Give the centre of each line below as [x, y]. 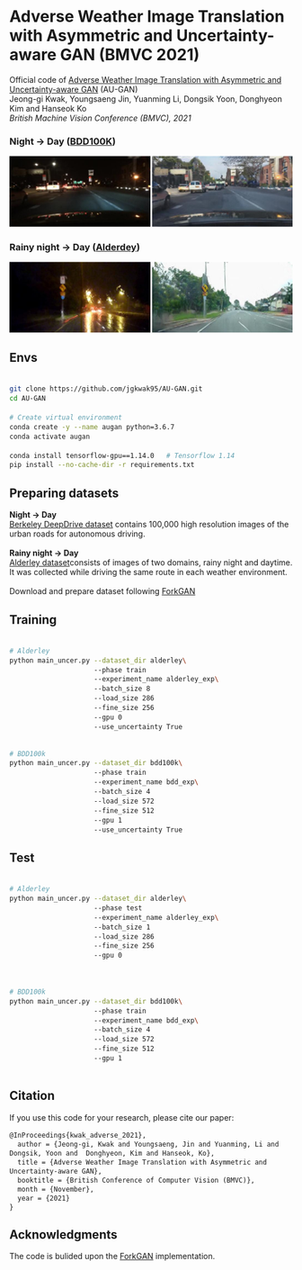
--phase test [118, 908]
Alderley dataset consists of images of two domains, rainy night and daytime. [151, 563]
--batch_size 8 [122, 689]
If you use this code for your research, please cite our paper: [122, 1117]
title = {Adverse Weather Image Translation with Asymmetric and [142, 1162]
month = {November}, [56, 1189]
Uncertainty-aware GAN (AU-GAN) [74, 89]
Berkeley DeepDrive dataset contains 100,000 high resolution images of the [149, 525]
